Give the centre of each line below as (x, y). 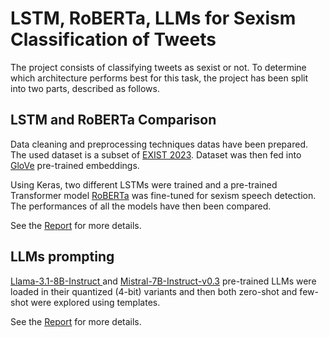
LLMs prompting (62, 257)
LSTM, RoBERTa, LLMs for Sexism (153, 18)
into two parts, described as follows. (85, 88)
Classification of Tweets (113, 39)
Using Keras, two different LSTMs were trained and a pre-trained (144, 184)
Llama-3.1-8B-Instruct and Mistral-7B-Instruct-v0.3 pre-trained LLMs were (163, 281)
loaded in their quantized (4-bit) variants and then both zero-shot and (154, 291)
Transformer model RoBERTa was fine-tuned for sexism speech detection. (163, 195)
